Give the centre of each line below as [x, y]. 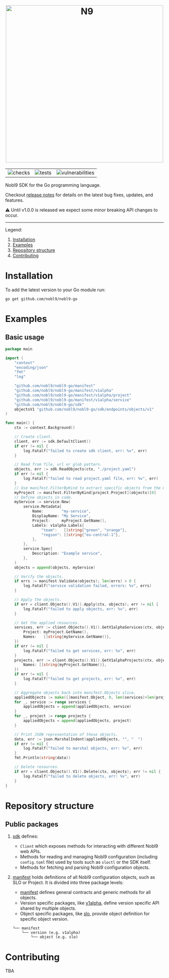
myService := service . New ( [43, 502]
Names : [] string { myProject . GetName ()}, [65, 665]
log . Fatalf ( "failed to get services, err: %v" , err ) [80, 651]
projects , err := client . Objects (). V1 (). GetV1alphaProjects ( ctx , [84, 660]
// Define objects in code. [44, 497]
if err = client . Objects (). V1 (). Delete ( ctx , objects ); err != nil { [88, 771]
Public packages [32, 824]
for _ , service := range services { [53, 702]
